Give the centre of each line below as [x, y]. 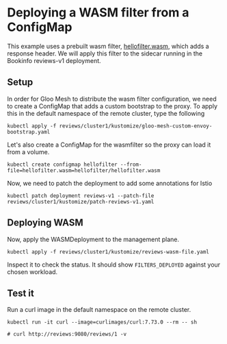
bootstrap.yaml [29, 132]
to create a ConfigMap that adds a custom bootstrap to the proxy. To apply [112, 106]
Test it [21, 293]
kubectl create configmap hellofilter [62, 164]
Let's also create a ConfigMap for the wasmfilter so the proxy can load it [109, 145]
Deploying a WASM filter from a [98, 13]
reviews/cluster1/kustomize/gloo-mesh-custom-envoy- [136, 126]
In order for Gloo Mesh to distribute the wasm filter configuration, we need [112, 99]
